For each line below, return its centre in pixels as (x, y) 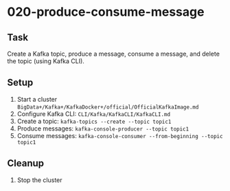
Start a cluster (37, 99)
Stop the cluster (40, 180)
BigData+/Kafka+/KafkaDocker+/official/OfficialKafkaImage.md (108, 107)
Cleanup (26, 163)
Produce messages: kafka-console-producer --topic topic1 (103, 128)
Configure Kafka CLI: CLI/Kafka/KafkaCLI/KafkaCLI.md (93, 113)
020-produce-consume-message (106, 12)
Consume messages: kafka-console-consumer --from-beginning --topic (120, 135)
